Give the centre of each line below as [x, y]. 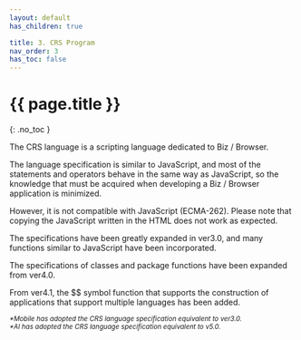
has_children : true [46, 26]
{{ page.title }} [65, 104]
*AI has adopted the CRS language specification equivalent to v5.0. [115, 327]
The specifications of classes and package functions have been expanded [148, 266]
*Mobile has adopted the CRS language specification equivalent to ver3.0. [126, 319]
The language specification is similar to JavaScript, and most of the [135, 165]
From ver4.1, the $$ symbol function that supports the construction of [139, 293]
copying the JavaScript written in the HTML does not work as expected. [144, 221]
